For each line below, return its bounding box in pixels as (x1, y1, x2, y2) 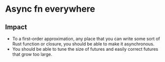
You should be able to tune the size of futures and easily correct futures (12, 46, 159, 52)
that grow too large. (12, 51, 53, 57)
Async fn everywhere (5, 3, 96, 15)
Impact (5, 23, 27, 31)
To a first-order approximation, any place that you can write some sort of (12, 36, 160, 41)
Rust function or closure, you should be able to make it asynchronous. (12, 41, 155, 47)
